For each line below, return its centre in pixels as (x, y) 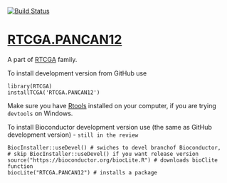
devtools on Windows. (40, 113)
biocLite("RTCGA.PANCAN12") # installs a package (83, 172)
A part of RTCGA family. (42, 59)
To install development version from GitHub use (77, 73)
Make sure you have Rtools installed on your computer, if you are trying (112, 105)
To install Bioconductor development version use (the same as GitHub (110, 127)
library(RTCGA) (30, 86)
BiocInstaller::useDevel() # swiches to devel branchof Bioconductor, (114, 147)
